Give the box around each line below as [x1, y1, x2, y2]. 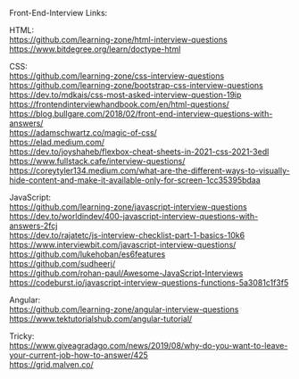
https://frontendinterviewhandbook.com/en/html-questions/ [9, 99, 229, 110]
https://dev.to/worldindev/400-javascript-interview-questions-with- [9, 211, 259, 221]
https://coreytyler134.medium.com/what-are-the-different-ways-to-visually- [9, 165, 290, 176]
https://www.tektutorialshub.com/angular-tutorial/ [9, 314, 193, 324]
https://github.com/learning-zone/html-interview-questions [9, 35, 228, 45]
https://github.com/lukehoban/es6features [9, 249, 166, 260]
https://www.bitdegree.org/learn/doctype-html [9, 44, 181, 54]
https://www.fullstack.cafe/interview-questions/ [9, 156, 186, 166]
